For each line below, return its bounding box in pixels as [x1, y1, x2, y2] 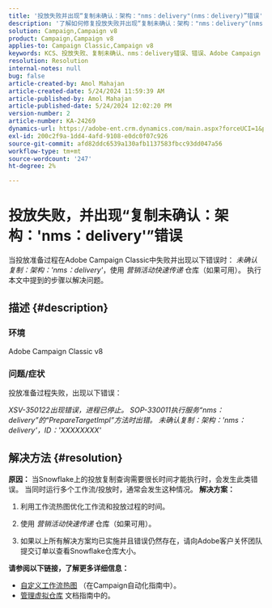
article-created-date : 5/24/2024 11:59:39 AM [8, 87, 164, 95]
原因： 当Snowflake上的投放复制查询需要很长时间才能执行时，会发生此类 [8, 474, 251, 483]
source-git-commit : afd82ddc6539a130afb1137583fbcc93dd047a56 [8, 139, 223, 148]
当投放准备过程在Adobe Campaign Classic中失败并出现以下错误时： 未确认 [8, 255, 257, 265]
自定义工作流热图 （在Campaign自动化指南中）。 [19, 580, 181, 590]
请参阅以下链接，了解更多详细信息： [8, 563, 130, 572]
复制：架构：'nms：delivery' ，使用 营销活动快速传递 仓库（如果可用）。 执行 [8, 265, 261, 275]
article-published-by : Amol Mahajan [8, 95, 132, 103]
